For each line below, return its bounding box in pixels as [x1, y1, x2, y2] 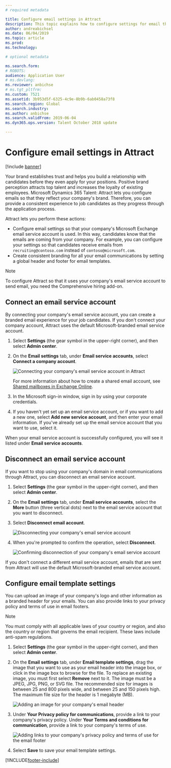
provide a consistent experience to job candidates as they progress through [5, 200, 164, 206]
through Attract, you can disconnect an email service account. [5, 474, 136, 480]
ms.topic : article [5, 36, 44, 41]
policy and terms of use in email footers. [5, 604, 90, 610]
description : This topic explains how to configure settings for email [5, 21, 160, 26]
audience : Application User [5, 73, 65, 78]
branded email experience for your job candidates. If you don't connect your [5, 317, 165, 323]
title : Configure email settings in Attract [5, 16, 101, 22]
